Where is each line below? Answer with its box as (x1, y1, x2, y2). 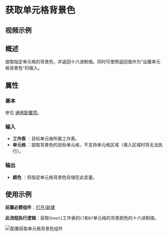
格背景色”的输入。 (5, 65, 42, 71)
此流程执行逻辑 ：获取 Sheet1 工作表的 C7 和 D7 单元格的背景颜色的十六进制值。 (5, 215, 159, 221)
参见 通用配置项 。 (5, 109, 41, 115)
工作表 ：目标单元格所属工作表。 (12, 135, 80, 141)
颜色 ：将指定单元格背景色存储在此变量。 (12, 174, 97, 180)
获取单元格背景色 (5, 4, 76, 16)
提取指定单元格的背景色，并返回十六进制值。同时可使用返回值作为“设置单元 (5, 58, 161, 65)
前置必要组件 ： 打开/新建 (5, 204, 55, 210)
